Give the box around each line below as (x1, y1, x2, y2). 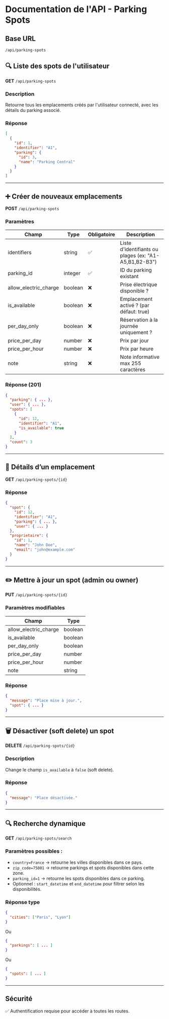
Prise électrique (120, 281, 157, 288)
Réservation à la (120, 316, 158, 324)
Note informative (120, 354, 160, 361)
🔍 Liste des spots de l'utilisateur (5, 62, 110, 71)
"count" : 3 (10, 439, 33, 444)
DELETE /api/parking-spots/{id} (5, 742, 75, 749)
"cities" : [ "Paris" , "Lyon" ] (10, 915, 71, 920)
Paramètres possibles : (5, 848, 63, 855)
